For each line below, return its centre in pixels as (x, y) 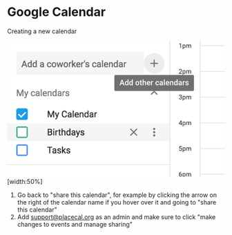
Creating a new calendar (42, 31)
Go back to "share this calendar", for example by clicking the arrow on (117, 195)
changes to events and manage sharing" (75, 224)
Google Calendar (56, 12)
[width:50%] (25, 181)
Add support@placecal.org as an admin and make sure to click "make (116, 217)
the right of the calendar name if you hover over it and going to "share (117, 202)
